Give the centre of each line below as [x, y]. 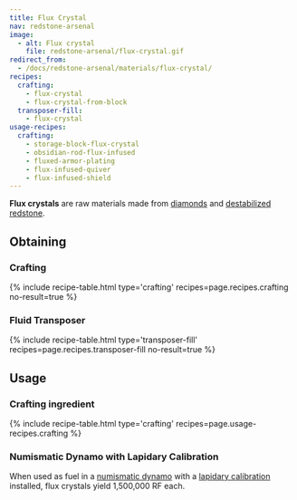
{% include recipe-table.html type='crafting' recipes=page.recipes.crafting [149, 287]
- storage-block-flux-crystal [83, 144]
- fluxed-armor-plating [71, 161]
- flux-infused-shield [68, 178]
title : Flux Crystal [48, 18]
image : [22, 34]
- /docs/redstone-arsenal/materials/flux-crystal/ [115, 69]
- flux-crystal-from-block [77, 102]
